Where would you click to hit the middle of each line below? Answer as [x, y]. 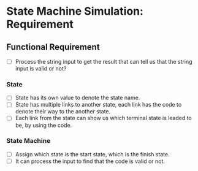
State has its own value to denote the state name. [78, 98]
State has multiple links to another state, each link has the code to [98, 105]
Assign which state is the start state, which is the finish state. [92, 154]
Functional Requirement [53, 47]
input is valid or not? [41, 69]
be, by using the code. [44, 125]
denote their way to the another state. [63, 112]
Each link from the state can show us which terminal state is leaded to [103, 118]
